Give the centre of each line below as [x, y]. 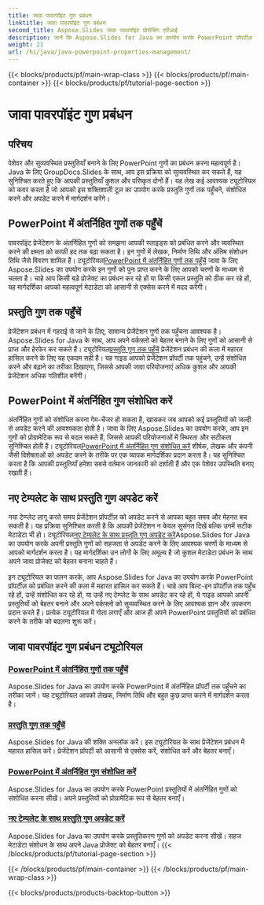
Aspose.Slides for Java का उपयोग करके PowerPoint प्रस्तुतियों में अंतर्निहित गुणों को [123, 789]
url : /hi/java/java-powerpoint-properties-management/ [100, 52]
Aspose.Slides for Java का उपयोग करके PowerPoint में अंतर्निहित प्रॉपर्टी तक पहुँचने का [127, 686]
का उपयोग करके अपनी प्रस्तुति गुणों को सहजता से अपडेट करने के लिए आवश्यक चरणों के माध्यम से [128, 543]
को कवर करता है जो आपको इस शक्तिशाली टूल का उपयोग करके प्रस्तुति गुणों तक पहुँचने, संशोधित [127, 189]
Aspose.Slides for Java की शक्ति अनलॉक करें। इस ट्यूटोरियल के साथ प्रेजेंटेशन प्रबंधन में [126, 742]
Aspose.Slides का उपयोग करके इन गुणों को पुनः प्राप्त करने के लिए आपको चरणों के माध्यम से [126, 269]
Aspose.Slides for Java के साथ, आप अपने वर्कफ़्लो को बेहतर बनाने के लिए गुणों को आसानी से [130, 340]
